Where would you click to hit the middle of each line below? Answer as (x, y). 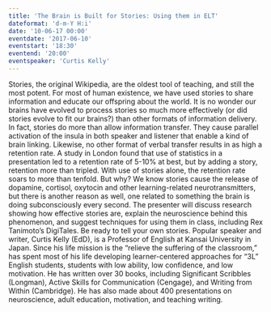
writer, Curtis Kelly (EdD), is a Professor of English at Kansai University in (130, 239)
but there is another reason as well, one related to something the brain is (129, 196)
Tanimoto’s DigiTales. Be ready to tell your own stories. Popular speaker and (135, 230)
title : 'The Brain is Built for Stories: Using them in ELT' (114, 16)
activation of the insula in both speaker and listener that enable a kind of (129, 135)
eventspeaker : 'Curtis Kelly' (59, 62)
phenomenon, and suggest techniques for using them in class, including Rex (135, 222)
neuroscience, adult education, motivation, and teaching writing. (116, 299)
